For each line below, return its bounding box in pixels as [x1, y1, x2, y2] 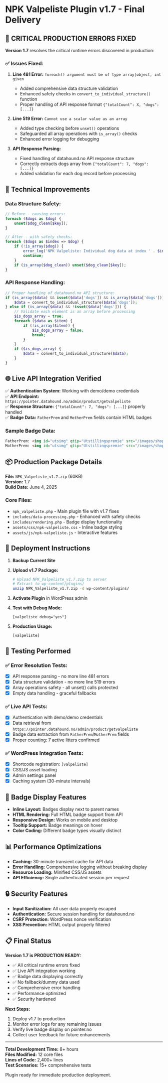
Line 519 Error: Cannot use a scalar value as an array [12, 115, 127, 121]
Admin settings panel [12, 772, 56, 778]
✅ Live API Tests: [5, 703, 47, 710]
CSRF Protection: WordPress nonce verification [12, 916, 111, 922]
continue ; [23, 253, 43, 258]
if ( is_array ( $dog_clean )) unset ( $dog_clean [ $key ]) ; [14, 262, 126, 267]
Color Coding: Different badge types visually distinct [12, 828, 121, 834]
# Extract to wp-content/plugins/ [12, 581, 84, 587]
